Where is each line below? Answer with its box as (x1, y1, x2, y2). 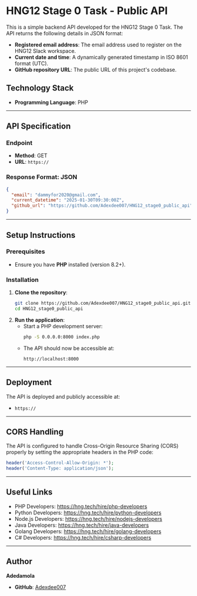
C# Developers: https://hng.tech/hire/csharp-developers (14, 534, 151, 541)
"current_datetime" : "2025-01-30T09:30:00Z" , (11, 197, 125, 203)
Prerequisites (6, 248, 45, 256)
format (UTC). (14, 60, 49, 67)
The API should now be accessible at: (23, 345, 114, 352)
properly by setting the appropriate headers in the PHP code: (6, 449, 154, 456)
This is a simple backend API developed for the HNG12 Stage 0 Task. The (6, 23, 184, 31)
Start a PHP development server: (23, 322, 103, 329)
